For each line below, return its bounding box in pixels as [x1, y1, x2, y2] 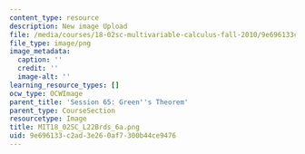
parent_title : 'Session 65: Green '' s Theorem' [9, 97, 189, 107]
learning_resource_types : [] [9, 81, 120, 90]
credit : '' [17, 64, 59, 73]
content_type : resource [9, 13, 100, 23]
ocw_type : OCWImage [9, 89, 84, 98]
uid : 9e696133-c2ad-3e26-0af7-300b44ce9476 [9, 131, 177, 140]
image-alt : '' [17, 72, 71, 82]
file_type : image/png [9, 38, 92, 48]
